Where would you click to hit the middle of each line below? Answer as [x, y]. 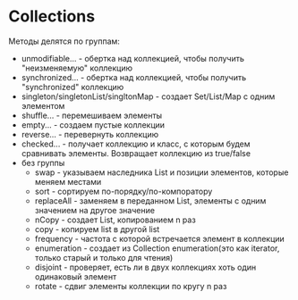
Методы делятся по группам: [64, 41]
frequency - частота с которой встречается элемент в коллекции [160, 238]
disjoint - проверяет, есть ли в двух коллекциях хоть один [145, 267]
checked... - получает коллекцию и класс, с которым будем [136, 144]
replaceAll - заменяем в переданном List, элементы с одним [150, 200]
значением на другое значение [95, 210]
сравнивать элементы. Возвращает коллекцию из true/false [136, 153]
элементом [43, 105]
